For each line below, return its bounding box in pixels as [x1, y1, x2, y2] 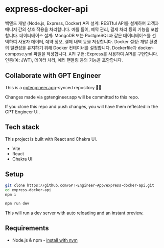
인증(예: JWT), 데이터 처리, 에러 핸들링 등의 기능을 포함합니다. [5, 57, 123, 63]
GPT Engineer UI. [5, 109, 40, 115]
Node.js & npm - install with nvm [12, 237, 78, 243]
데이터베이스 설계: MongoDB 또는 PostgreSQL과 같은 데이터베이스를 [19, 32, 151, 38]
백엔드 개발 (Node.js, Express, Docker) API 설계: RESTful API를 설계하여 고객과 [5, 20, 159, 26]
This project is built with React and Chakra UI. [5, 136, 97, 142]
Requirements [5, 224, 49, 232]
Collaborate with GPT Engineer [5, 72, 101, 80]
